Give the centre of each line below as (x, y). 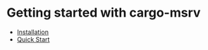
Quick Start (33, 39)
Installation (33, 32)
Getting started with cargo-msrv (104, 13)
